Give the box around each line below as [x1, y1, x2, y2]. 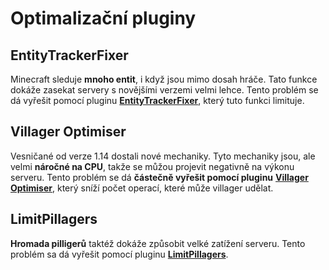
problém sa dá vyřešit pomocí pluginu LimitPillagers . [10, 248, 229, 260]
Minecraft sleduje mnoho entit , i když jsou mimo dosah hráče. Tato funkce [10, 73, 318, 85]
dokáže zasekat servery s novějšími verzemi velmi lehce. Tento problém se [10, 84, 319, 96]
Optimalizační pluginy [10, 7, 197, 30]
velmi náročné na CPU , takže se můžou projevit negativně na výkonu [10, 160, 295, 172]
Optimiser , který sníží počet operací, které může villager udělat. [10, 182, 274, 194]
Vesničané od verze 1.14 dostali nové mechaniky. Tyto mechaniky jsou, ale [10, 150, 316, 162]
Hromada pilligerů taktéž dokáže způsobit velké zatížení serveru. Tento [10, 237, 306, 249]
